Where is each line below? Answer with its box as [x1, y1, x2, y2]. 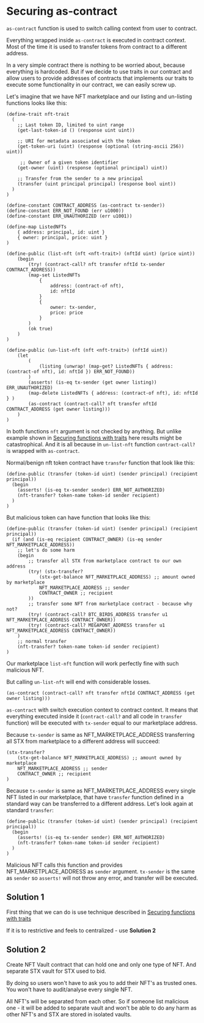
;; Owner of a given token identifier [20, 159, 119, 165]
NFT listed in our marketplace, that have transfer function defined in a [6, 793, 184, 801]
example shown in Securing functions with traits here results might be [6, 434, 182, 441]
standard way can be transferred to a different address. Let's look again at [6, 800, 194, 807]
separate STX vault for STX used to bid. [6, 967, 106, 975]
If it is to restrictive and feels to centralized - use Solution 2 [6, 927, 156, 934]
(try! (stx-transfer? [28, 568, 84, 574]
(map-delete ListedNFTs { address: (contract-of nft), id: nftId [28, 390, 199, 396]
